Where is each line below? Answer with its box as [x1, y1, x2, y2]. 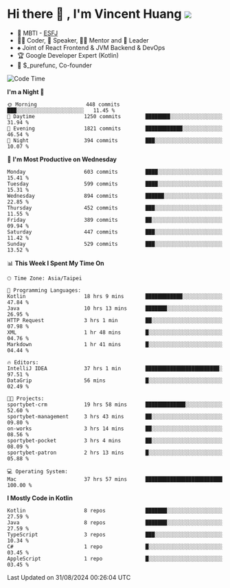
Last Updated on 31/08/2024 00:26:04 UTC [7, 573, 131, 581]
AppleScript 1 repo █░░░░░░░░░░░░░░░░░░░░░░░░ [7, 555, 223, 562]
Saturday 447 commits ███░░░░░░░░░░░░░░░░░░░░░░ [7, 228, 223, 236]
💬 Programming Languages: [7, 286, 81, 294]
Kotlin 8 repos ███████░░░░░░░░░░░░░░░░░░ [7, 507, 223, 514]
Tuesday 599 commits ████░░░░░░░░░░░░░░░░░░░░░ [7, 180, 223, 188]
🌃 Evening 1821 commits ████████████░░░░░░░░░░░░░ [7, 125, 223, 132]
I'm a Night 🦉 [7, 87, 45, 95]
